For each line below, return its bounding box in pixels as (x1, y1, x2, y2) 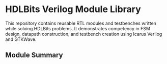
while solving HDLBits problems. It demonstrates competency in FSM (5, 25, 150, 31)
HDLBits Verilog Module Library (5, 4, 141, 15)
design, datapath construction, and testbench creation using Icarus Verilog (5, 31, 162, 37)
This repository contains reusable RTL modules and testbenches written (5, 20, 157, 26)
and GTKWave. (5, 36, 37, 42)
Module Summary (5, 51, 63, 59)
